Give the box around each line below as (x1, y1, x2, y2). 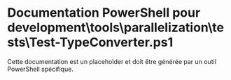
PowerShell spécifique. (7, 65, 73, 73)
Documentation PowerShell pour (7, 5, 201, 21)
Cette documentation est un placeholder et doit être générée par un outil (7, 57, 217, 65)
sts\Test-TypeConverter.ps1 (7, 35, 174, 50)
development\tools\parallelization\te (7, 19, 224, 35)
